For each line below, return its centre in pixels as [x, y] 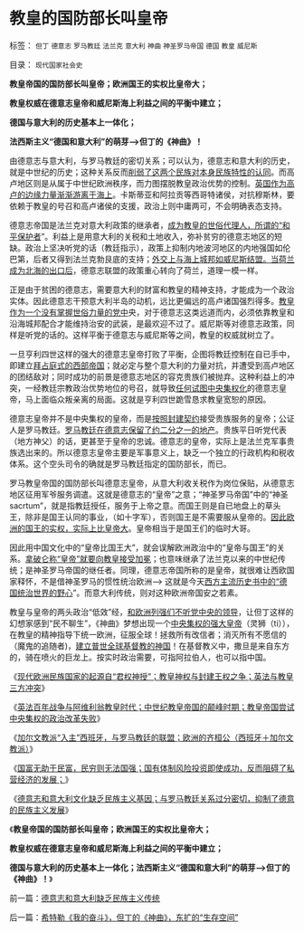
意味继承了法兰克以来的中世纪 [223, 558]
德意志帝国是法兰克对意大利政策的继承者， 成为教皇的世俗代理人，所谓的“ [146, 225]
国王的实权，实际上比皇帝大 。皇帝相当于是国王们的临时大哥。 [140, 528]
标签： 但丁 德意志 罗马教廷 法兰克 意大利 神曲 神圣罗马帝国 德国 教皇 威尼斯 [133, 45]
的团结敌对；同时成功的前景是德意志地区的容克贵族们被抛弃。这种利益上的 [148, 376]
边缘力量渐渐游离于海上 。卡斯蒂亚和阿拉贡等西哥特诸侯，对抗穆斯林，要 [160, 195]
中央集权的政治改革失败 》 [57, 718]
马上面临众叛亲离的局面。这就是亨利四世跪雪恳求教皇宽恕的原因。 [148, 399]
